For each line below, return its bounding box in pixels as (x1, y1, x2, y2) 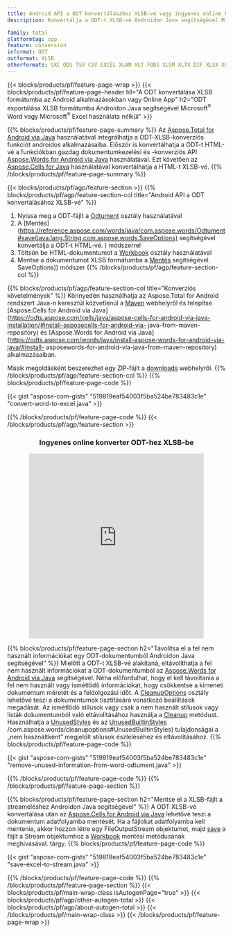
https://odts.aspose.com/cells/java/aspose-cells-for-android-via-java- (9, 314, 211, 322)
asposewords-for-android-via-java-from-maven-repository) (46, 343, 217, 351)
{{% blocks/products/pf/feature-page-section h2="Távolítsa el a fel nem (7, 644, 214, 653)
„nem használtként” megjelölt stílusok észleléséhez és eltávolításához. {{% (7, 733, 222, 741)
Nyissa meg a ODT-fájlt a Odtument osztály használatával (17, 212, 182, 220)
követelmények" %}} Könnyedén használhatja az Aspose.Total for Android (7, 292, 219, 300)
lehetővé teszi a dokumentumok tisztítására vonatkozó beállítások (7, 696, 196, 705)
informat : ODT (7, 49, 49, 56)
